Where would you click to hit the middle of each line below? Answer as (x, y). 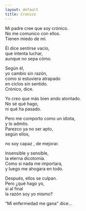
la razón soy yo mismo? (29, 194)
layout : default (22, 10)
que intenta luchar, (24, 53)
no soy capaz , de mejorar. (32, 143)
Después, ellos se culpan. (31, 178)
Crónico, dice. (19, 89)
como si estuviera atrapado (33, 79)
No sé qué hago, (22, 104)
